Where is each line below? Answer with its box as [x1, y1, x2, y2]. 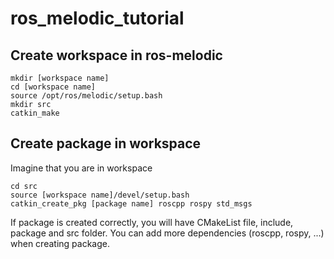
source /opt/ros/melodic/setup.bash [10, 91, 163, 101]
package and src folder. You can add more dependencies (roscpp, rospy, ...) [10, 227, 325, 239]
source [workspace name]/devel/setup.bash [10, 190, 190, 200]
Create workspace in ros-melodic [10, 47, 223, 64]
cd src [10, 181, 38, 191]
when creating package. [10, 237, 110, 249]
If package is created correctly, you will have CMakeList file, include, [10, 216, 294, 228]
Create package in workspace [10, 135, 202, 152]
